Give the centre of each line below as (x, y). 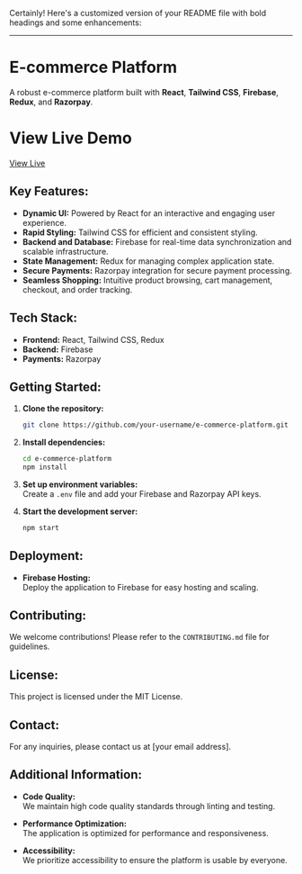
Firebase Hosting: (57, 577)
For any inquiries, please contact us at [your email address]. (120, 747)
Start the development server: (80, 511)
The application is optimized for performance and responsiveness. (146, 833)
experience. (44, 222)
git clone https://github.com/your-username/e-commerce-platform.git (155, 425)
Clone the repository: (63, 409)
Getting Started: (55, 387)
